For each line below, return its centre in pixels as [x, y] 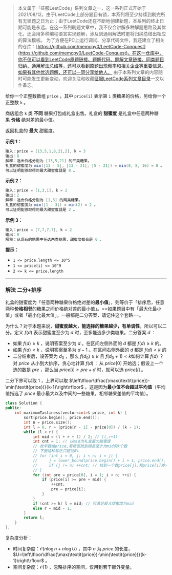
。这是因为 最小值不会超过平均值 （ [121, 387]
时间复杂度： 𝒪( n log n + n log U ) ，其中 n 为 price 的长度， [73, 549]
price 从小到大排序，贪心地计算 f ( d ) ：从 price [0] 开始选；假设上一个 [91, 363]
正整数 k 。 [17, 102]
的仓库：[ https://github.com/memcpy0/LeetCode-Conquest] [82, 46]
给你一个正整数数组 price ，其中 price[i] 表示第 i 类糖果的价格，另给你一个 [86, 96]
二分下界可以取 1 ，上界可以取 [37, 381]
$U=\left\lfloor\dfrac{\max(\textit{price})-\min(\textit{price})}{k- [80, 554]
